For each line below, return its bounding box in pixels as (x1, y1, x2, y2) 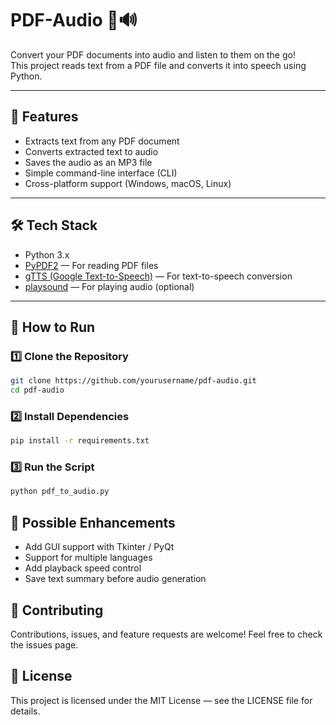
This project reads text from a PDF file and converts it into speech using (10, 59, 307, 71)
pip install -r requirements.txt (10, 436, 150, 446)
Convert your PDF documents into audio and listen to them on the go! (10, 48, 296, 61)
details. (10, 705, 41, 717)
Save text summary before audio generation (24, 573, 207, 585)
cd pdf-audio (10, 385, 65, 396)
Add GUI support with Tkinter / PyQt (24, 541, 175, 553)
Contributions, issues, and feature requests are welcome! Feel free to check (10, 628, 323, 640)
